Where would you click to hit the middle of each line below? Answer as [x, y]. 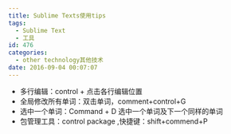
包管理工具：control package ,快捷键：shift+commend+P [114, 121]
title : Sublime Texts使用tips [57, 16]
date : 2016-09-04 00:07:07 [53, 68]
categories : [28, 53]
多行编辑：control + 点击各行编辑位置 [81, 91]
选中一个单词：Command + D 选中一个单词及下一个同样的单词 [121, 111]
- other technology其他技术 [59, 61]
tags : [17, 23]
